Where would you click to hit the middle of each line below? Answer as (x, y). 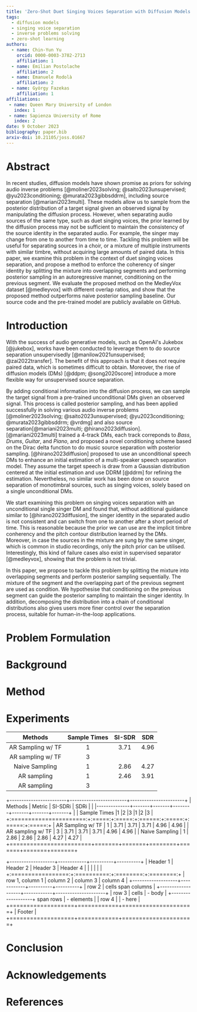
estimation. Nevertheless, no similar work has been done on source (88, 478)
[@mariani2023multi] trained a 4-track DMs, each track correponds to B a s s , (98, 435)
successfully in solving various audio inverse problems (73, 409)
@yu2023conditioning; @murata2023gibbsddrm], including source (87, 196)
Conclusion (35, 948)
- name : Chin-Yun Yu (36, 50)
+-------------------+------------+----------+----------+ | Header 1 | (90, 862)
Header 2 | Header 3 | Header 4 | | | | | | (54, 868)
